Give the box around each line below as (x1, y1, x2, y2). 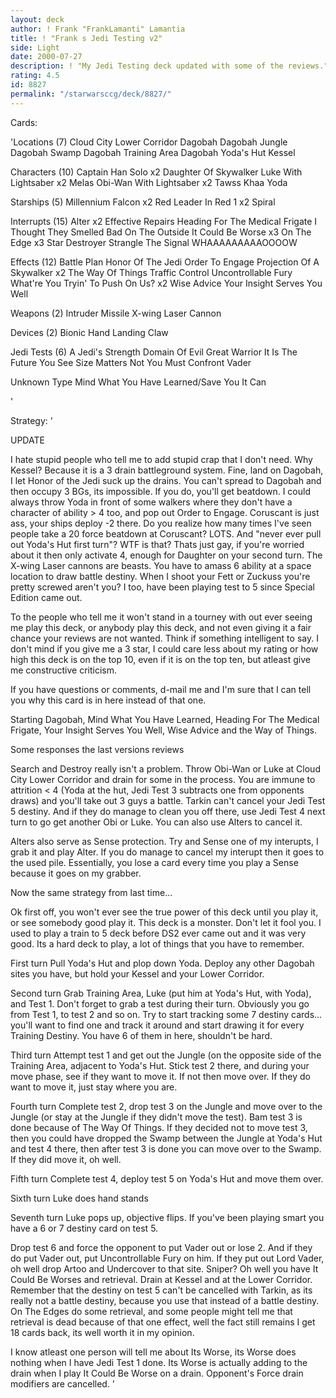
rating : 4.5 (10, 71, 60, 81)
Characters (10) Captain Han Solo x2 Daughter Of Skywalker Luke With (10, 166, 303, 178)
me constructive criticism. (10, 664, 118, 676)
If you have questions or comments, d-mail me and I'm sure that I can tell (10, 683, 312, 695)
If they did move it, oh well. (10, 1153, 122, 1165)
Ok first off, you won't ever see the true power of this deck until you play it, (10, 906, 319, 918)
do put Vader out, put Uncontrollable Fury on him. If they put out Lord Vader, (10, 1252, 325, 1264)
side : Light (10, 42, 60, 53)
